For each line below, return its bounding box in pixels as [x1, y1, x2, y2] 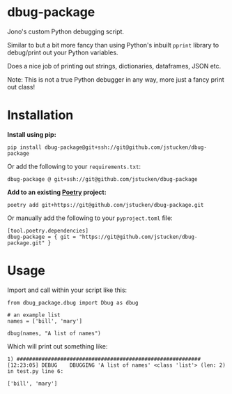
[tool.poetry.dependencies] [7, 227, 89, 234]
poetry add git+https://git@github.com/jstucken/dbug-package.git [7, 201, 204, 208]
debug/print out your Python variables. [7, 48, 118, 57]
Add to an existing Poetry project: [7, 188, 107, 196]
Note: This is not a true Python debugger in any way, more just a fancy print [7, 75, 224, 84]
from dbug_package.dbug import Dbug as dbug [7, 299, 139, 306]
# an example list [7, 312, 61, 319]
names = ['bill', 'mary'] [7, 317, 82, 325]
